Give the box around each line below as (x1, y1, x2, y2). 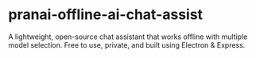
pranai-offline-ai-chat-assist (8, 6, 204, 24)
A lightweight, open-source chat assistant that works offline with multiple (8, 32, 248, 41)
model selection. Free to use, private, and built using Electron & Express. (8, 40, 246, 49)
